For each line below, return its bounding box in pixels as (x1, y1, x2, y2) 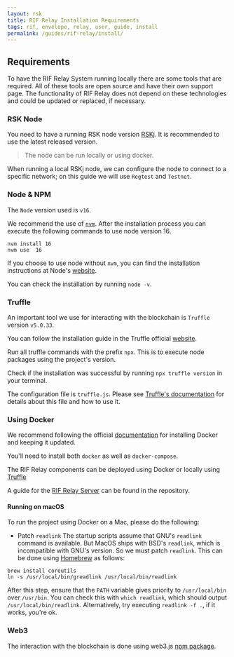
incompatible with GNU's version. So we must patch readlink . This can (17, 546, 223, 555)
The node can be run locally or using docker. (24, 151, 154, 160)
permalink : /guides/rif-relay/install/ (7, 29, 124, 37)
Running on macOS (7, 502, 64, 510)
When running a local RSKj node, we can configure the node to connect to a (7, 165, 226, 173)
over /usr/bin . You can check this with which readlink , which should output (7, 593, 228, 602)
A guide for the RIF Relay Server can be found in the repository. (7, 487, 191, 495)
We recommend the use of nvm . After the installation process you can (7, 219, 207, 228)
